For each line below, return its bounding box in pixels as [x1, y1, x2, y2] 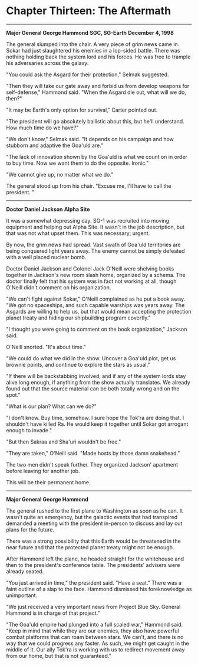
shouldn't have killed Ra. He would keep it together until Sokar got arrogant [6, 420, 189, 428]
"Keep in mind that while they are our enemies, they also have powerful [6, 627, 179, 634]
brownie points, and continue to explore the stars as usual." [6, 361, 150, 368]
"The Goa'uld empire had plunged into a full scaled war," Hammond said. [6, 621, 183, 628]
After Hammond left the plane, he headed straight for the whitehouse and [6, 555, 184, 562]
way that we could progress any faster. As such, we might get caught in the [6, 640, 190, 647]
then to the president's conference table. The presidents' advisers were [6, 561, 180, 568]
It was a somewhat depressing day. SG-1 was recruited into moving [6, 217, 170, 224]
